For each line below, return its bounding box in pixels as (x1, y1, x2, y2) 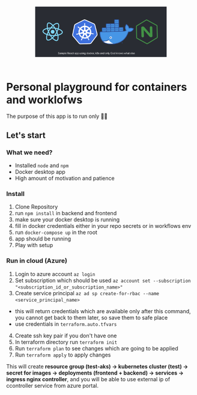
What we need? (6, 148, 53, 156)
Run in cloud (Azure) (6, 257, 68, 265)
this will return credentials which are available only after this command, (14, 307, 191, 314)
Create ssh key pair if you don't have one (14, 332, 117, 339)
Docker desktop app (14, 168, 66, 176)
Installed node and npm (14, 162, 69, 169)
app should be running (14, 235, 71, 242)
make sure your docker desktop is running (14, 216, 120, 223)
